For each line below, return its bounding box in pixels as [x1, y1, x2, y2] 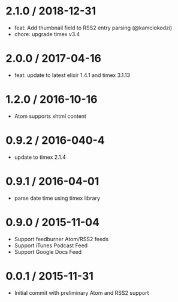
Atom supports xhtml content [14, 112, 86, 120]
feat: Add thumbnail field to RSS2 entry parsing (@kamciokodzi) [14, 24, 173, 31]
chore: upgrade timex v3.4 [14, 30, 80, 37]
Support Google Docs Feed [14, 248, 82, 255]
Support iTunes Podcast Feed [14, 242, 88, 249]
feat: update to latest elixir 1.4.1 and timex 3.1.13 [14, 71, 130, 79]
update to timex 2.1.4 [14, 153, 67, 161]
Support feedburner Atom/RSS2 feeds [14, 235, 109, 242]
